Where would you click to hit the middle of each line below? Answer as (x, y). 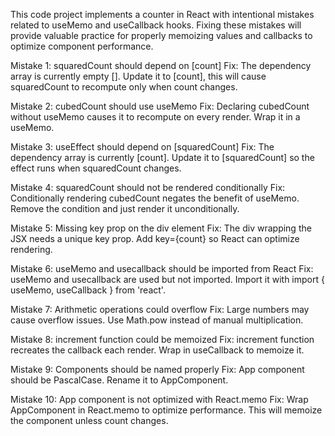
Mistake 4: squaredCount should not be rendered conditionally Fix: (148, 187)
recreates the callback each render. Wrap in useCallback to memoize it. (157, 350)
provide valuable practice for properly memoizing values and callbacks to (161, 35)
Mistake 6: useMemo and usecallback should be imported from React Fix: (162, 268)
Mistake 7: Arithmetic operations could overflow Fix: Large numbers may (160, 309)
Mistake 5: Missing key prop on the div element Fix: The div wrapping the (161, 228)
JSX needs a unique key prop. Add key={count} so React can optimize (155, 238)
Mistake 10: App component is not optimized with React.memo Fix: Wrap (159, 399)
